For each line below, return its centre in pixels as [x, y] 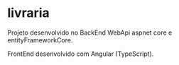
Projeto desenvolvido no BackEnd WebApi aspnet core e [90, 32]
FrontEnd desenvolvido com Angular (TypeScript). [81, 54]
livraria [28, 13]
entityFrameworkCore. [40, 40]
